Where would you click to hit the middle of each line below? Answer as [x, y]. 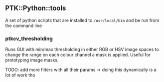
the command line [24, 25]
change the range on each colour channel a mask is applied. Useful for [78, 55]
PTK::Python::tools [36, 8]
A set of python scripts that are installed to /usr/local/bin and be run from [82, 20]
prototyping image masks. [32, 60]
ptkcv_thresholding [29, 38]
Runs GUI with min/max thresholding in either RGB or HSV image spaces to [82, 49]
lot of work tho [20, 75]
